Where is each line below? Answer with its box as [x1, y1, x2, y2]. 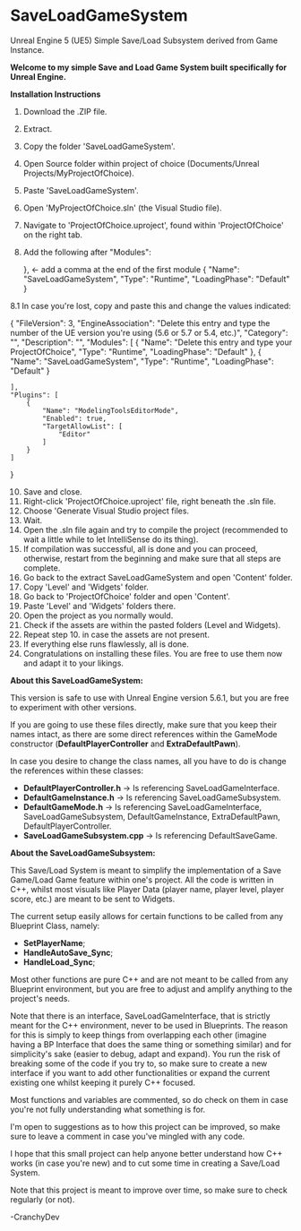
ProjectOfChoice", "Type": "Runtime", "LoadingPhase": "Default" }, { [10, 346, 262, 357]
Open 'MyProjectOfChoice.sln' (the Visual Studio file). [22, 202, 222, 213]
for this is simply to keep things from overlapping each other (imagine [10, 1029, 267, 1040]
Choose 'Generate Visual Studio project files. [22, 505, 190, 516]
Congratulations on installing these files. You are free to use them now [22, 648, 283, 659]
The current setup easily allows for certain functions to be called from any [10, 910, 284, 921]
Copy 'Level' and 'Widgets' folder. [22, 581, 149, 592]
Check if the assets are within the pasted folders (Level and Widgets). [22, 619, 281, 630]
